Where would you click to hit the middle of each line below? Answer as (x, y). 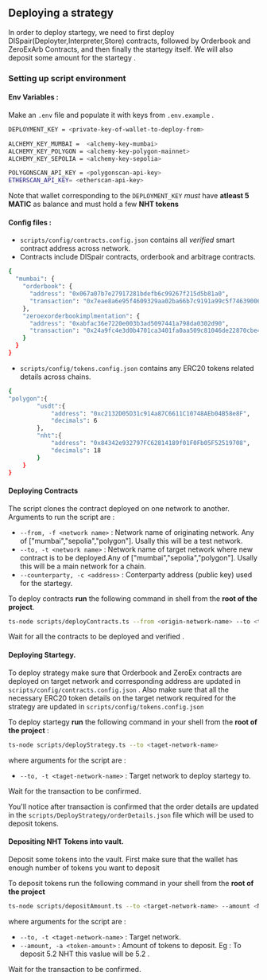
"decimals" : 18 (76, 450)
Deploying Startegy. (42, 655)
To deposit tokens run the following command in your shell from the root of (131, 883)
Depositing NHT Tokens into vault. (66, 841)
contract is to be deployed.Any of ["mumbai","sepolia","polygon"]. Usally (139, 557)
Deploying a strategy (61, 13)
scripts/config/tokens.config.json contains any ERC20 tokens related (137, 368)
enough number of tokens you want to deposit (84, 868)
